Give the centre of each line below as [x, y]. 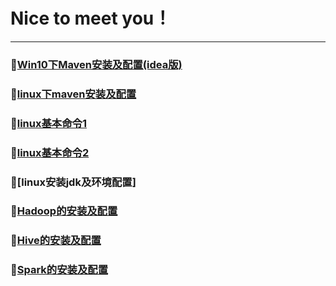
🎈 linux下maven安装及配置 [73, 94]
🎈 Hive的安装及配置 [56, 241]
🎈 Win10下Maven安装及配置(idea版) [96, 64]
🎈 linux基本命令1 [48, 123]
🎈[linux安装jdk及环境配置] [73, 182]
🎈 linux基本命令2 [50, 152]
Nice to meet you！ [91, 18]
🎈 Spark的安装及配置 [59, 270]
